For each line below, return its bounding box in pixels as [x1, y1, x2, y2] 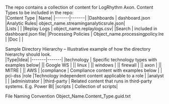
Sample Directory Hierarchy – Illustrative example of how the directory [5, 46, 151, 52]
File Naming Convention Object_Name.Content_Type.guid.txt [5, 93, 131, 99]
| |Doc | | [5, 36, 24, 42]
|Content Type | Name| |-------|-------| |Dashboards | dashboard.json [5, 15, 150, 21]
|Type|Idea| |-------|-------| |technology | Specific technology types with [5, 57, 157, 62]
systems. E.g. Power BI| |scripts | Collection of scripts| [5, 83, 118, 89]
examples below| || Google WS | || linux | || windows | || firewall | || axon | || [5, 62, 162, 68]
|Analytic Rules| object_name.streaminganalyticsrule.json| [5, 20, 126, 26]
